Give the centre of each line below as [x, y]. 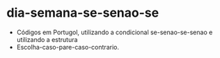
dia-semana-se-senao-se [83, 13]
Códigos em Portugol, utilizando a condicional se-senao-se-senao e [115, 32]
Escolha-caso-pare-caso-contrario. [68, 47]
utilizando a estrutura [47, 39]
